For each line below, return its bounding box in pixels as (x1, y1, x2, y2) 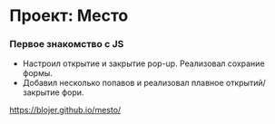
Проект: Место (9, 5, 129, 26)
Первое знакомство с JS (9, 38, 124, 51)
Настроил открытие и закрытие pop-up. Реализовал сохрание (22, 58, 265, 69)
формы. (22, 68, 53, 79)
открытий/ (225, 78, 266, 89)
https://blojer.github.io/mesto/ (9, 105, 122, 116)
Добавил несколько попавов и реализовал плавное (22, 78, 224, 89)
